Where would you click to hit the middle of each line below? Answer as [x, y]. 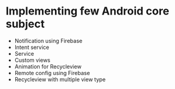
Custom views [32, 60]
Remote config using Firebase [52, 73]
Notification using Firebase [48, 41]
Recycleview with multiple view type [60, 79]
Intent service [32, 47]
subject [25, 24]
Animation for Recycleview [48, 66]
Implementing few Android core [87, 11]
